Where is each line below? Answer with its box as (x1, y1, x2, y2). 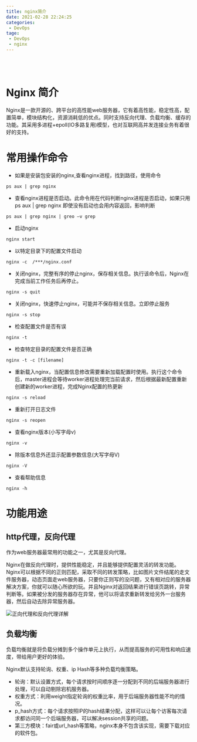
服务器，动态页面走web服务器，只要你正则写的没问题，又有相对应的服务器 (11, 575, 191, 582)
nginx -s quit (6, 289, 41, 295)
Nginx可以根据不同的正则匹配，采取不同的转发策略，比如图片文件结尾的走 (6, 568, 185, 575)
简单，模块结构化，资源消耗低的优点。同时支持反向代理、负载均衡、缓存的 (11, 114, 191, 121)
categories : (6, 19, 35, 25)
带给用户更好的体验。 (16, 653, 68, 660)
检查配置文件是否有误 (14, 323, 66, 330)
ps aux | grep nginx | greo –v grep (6, 214, 96, 219)
